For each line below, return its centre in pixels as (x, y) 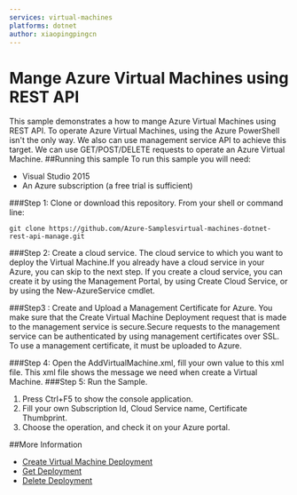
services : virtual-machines (61, 17)
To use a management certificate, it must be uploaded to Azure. (125, 346)
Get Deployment (52, 471)
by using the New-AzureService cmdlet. (82, 291)
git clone (27, 229)
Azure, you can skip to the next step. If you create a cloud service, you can (146, 272)
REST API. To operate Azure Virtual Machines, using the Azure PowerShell (145, 131)
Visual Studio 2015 (56, 176)
